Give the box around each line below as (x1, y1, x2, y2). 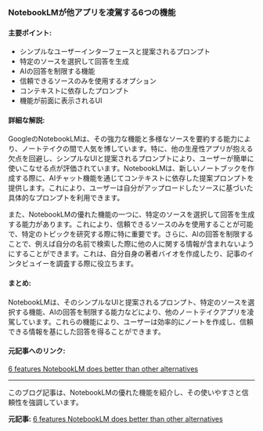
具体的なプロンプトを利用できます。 (8, 193, 124, 203)
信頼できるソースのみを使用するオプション (19, 76, 157, 86)
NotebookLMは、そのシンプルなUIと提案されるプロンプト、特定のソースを (8, 297, 248, 307)
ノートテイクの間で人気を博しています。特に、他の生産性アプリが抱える (21, 144, 254, 154)
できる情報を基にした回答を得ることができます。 (8, 327, 166, 336)
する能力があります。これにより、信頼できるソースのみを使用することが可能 (8, 220, 254, 229)
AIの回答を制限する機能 (19, 67, 95, 76)
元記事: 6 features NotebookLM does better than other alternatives (8, 414, 223, 423)
